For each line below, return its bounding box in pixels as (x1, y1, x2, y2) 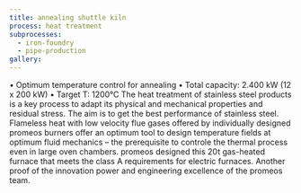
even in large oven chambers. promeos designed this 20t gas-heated (9, 146, 266, 157)
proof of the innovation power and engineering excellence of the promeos (9, 165, 283, 176)
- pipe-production (17, 47, 87, 56)
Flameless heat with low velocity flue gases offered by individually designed (9, 118, 291, 128)
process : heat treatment (9, 22, 102, 31)
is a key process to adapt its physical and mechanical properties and (9, 99, 263, 109)
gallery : (9, 55, 42, 64)
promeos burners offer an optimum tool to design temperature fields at (9, 127, 271, 137)
